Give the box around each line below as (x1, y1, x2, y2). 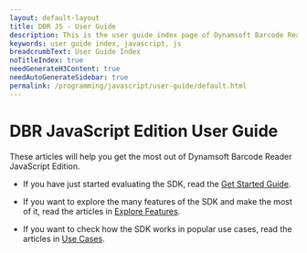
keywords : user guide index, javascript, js (9, 38, 182, 48)
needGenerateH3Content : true (9, 65, 121, 74)
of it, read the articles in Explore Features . (22, 206, 181, 216)
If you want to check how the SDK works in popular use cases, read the (22, 223, 292, 234)
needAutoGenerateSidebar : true (9, 73, 129, 82)
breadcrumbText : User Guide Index (9, 47, 142, 57)
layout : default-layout (9, 13, 101, 23)
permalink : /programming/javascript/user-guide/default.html (9, 81, 248, 90)
